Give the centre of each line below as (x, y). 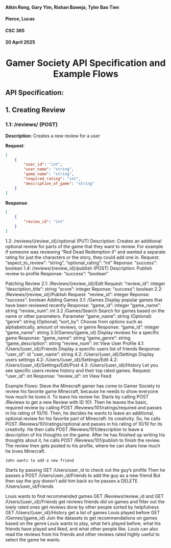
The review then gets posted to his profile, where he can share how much (83, 446)
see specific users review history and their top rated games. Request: (78, 370)
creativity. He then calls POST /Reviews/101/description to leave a (74, 429)
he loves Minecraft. (26, 451)
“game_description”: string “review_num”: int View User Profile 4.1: (75, 343)
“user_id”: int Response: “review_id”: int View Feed (58, 376)
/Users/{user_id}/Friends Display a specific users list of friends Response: (83, 348)
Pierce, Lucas (20, 19)
